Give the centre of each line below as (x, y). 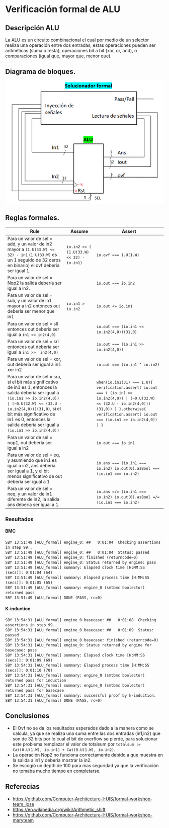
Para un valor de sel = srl (33, 341)
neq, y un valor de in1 (30, 494)
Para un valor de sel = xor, (34, 359)
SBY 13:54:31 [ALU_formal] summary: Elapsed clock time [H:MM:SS (75, 655)
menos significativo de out (35, 476)
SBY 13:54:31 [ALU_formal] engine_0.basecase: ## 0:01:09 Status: (80, 630)
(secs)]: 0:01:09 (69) (29, 660)
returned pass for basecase (35, 690)
